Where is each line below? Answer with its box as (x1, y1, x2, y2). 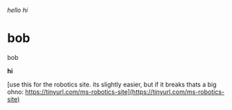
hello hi (7, 6, 28, 14)
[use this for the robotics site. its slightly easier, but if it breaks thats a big (7, 80, 217, 88)
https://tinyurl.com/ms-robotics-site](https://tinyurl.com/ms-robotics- (25, 87, 224, 96)
